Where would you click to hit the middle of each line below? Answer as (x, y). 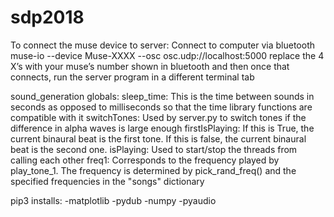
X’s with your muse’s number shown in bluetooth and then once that (150, 66)
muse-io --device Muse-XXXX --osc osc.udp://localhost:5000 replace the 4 (167, 55)
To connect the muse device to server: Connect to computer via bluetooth (162, 45)
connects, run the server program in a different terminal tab (132, 77)
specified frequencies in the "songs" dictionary (107, 181)
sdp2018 (47, 17)
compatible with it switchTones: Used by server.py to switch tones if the (158, 117)
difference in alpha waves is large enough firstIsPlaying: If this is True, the (162, 128)
